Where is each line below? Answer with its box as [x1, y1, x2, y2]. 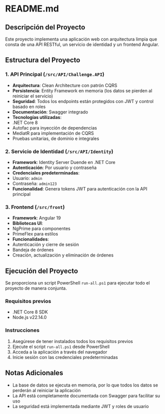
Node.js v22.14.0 [12, 314, 47, 320]
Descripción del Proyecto [5, 23, 86, 31]
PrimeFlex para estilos [12, 231, 58, 237]
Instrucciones [5, 327, 40, 334]
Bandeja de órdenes [12, 247, 54, 253]
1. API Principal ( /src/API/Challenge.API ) [5, 71, 105, 78]
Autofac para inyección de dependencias [12, 124, 97, 130]
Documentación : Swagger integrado [12, 108, 88, 115]
